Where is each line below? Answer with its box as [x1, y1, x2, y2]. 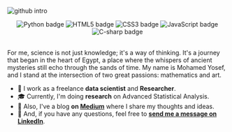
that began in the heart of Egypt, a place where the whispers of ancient [7, 56, 212, 64]
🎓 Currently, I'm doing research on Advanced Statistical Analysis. [17, 92, 210, 101]
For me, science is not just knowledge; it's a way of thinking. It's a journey [7, 49, 220, 57]
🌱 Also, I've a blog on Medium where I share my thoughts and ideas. [17, 102, 215, 110]
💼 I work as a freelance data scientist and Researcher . [17, 85, 176, 92]
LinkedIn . [17, 117, 45, 125]
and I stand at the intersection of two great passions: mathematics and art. [7, 71, 222, 79]
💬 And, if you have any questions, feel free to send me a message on [17, 110, 217, 118]
